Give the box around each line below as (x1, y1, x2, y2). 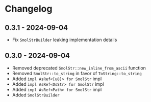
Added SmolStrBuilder (12, 92, 60, 98)
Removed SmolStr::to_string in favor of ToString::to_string (12, 70, 142, 76)
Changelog (5, 3, 53, 15)
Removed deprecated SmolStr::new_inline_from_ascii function (12, 64, 146, 71)
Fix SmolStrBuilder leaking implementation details (12, 37, 117, 43)
